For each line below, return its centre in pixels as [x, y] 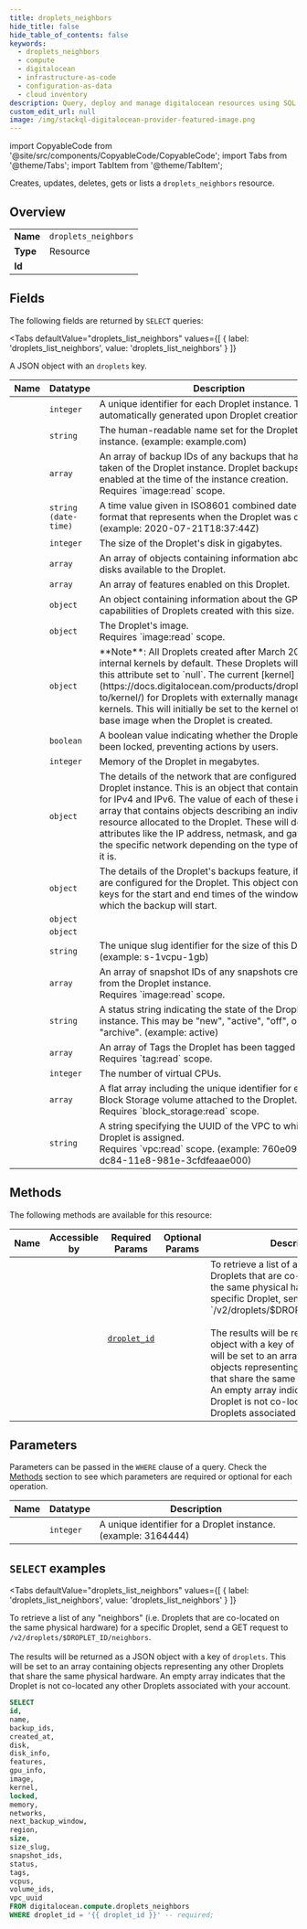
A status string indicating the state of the [186, 1009]
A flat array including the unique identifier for [196, 1088]
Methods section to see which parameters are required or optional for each [151, 1476]
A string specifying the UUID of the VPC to [190, 1125]
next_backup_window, [49, 1822]
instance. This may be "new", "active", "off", [194, 1020]
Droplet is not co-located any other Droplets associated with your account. [150, 1686]
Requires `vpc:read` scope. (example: [180, 1148]
